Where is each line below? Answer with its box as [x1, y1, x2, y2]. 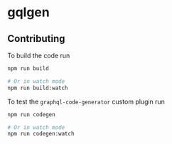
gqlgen [7, 4, 50, 21]
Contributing [7, 33, 65, 45]
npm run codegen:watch [7, 131, 75, 138]
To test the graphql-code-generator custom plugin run [7, 97, 166, 106]
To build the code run [7, 51, 70, 60]
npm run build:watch [7, 84, 69, 92]
